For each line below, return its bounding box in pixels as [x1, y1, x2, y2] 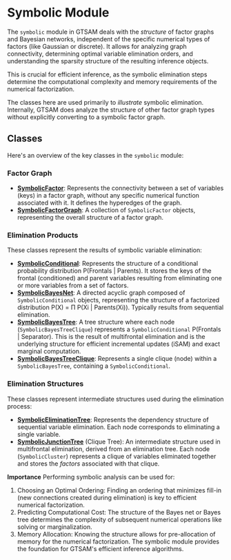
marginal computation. [17, 347, 81, 355]
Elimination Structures [7, 379, 84, 388]
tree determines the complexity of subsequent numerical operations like [17, 515, 222, 523]
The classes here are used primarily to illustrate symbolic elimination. [7, 98, 204, 106]
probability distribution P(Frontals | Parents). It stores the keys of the [17, 267, 212, 275]
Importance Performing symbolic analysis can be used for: [7, 473, 175, 481]
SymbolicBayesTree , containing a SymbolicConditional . [17, 362, 171, 370]
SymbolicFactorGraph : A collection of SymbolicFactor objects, [17, 206, 196, 214]
